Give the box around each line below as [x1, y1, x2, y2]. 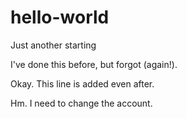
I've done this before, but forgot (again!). [10, 58, 178, 70]
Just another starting [10, 39, 97, 51]
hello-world [10, 6, 110, 29]
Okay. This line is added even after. [10, 77, 155, 90]
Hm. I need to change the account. [10, 97, 153, 109]
